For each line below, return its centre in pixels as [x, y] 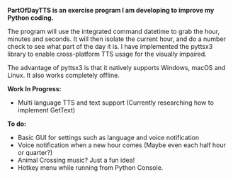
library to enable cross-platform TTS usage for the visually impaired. [107, 54]
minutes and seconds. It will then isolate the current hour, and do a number [117, 39]
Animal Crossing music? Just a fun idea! [76, 160]
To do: [17, 124]
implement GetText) [46, 110]
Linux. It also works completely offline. [64, 75]
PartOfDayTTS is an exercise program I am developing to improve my [111, 10]
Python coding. [30, 18]
